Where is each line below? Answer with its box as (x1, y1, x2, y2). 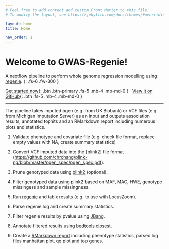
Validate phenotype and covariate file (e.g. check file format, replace (12, 134, 155, 140)
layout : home (5, 21, 33, 26)
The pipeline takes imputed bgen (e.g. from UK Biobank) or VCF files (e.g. (5, 108, 158, 114)
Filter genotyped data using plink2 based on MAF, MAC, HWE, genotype (12, 179, 162, 185)
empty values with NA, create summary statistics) (12, 139, 116, 145)
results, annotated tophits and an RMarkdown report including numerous (5, 118, 156, 125)
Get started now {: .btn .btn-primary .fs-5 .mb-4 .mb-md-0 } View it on (5, 88, 153, 94)
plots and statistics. (5, 124, 46, 130)
